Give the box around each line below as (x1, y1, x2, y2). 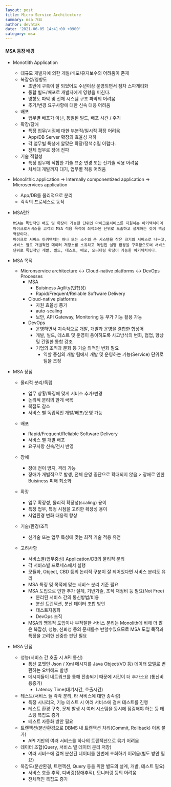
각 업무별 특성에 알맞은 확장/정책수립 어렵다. (28, 140, 116, 146)
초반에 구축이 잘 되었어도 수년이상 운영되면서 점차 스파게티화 (28, 83, 148, 89)
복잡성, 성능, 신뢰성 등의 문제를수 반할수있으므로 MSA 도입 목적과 (33, 626, 164, 632)
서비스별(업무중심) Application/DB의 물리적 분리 (28, 556, 125, 562)
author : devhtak (5, 22, 40, 27)
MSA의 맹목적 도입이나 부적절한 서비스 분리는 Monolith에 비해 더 (28, 620, 158, 626)
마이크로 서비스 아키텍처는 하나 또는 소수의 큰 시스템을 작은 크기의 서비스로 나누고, (12, 237, 167, 242)
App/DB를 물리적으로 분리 (20, 193, 73, 199)
